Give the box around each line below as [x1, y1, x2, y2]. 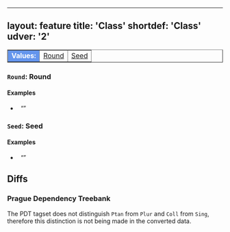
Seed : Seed [7, 121, 43, 130]
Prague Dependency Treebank [7, 194, 111, 203]
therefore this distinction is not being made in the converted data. [7, 217, 192, 225]
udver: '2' [7, 31, 50, 43]
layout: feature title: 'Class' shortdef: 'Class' [7, 20, 202, 32]
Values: [11, 51, 36, 60]
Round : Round [7, 71, 51, 81]
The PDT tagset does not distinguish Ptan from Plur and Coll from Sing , [7, 209, 210, 218]
